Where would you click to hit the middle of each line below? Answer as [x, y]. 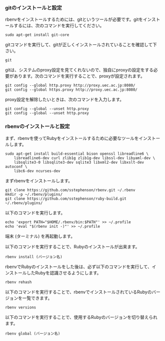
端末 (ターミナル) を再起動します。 [40, 236]
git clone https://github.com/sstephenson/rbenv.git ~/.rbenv [70, 190]
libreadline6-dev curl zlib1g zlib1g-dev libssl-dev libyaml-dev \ [84, 158]
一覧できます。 [37, 298]
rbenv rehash [18, 282]
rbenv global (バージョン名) [33, 334]
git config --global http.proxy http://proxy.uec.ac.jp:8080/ [70, 85]
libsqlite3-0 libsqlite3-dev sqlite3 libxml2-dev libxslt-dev [79, 162]
